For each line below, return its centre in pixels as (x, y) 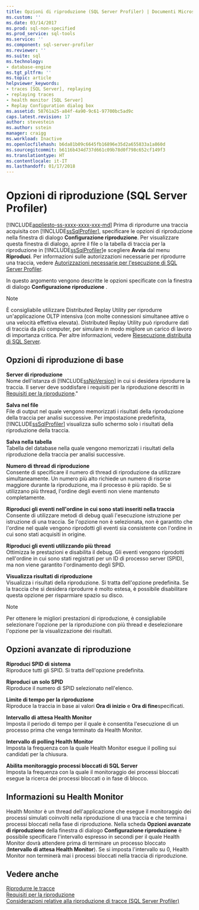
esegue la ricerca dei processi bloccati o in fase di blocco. (77, 778)
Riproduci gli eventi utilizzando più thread (59, 546)
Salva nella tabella (29, 442)
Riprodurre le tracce (31, 889)
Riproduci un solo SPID (35, 682)
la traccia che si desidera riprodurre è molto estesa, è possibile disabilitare (97, 588)
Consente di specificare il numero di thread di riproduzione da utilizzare (94, 472)
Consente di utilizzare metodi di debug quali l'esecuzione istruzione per (94, 515)
